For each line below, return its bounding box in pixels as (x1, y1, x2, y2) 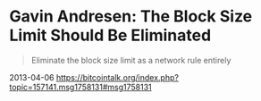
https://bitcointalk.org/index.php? (55, 72, 179, 82)
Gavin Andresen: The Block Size (9, 6, 253, 27)
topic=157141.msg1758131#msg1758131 (9, 81, 152, 92)
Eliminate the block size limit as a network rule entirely (30, 55, 232, 65)
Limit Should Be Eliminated (9, 25, 212, 46)
